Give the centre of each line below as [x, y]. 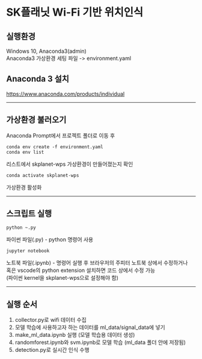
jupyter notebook [28, 251]
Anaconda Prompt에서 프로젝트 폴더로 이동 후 [61, 135]
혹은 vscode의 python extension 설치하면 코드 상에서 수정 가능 [81, 270]
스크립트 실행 [29, 214]
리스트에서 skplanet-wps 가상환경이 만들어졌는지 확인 [70, 164]
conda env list [25, 152]
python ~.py [21, 228]
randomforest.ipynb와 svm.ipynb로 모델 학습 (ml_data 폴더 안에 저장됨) [100, 342]
